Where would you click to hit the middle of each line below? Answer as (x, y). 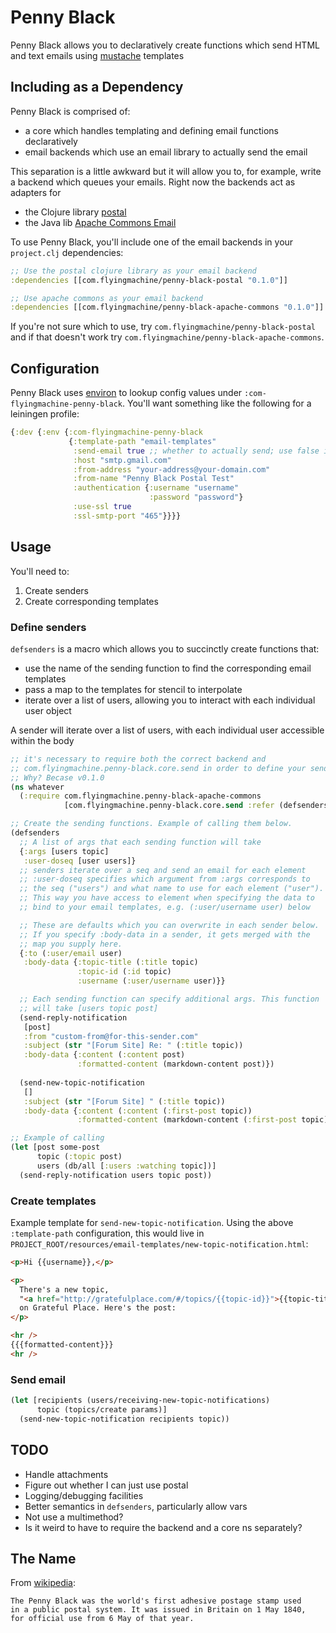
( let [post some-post (55, 1147)
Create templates (53, 1201)
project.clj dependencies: (67, 252)
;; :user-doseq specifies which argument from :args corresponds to (165, 879)
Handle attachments (66, 1474)
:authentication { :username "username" (156, 488)
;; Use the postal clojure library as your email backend (133, 271)
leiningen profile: (45, 414)
